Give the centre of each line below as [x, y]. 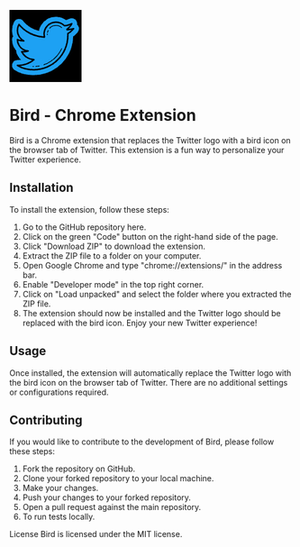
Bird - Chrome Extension [103, 116]
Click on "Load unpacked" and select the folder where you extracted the [157, 294]
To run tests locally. [59, 517]
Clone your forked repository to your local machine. [118, 479]
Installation [41, 188]
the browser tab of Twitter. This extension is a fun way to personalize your [147, 150]
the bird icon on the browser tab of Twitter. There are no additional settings [149, 382]
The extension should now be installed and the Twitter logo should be [151, 313]
